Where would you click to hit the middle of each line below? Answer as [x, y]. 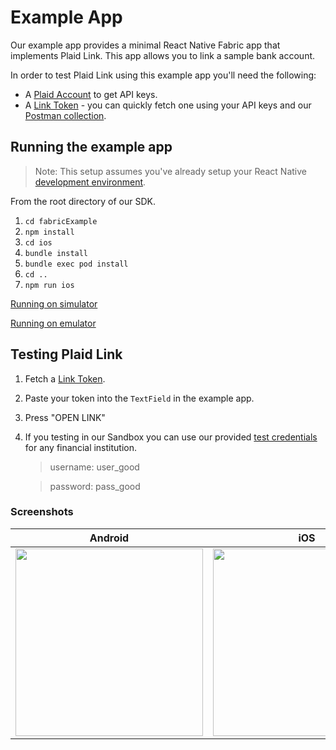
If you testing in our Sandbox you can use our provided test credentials [171, 437]
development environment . [90, 182]
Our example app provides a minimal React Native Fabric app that [145, 45]
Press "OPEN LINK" [65, 417]
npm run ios [49, 285]
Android [109, 538]
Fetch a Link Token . [65, 378]
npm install [49, 232]
